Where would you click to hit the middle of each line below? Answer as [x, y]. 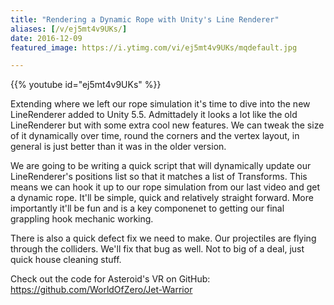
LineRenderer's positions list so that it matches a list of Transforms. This [159, 177]
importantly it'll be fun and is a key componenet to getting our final [147, 208]
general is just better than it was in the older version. [118, 147]
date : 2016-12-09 [46, 38]
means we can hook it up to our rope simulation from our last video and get [165, 187]
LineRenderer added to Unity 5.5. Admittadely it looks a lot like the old [154, 115]
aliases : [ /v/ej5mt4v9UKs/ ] [69, 29]
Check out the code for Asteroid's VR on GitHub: [110, 279]
